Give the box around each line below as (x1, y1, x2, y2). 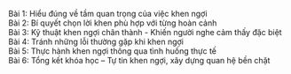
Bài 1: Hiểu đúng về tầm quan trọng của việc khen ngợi (8, 9, 208, 18)
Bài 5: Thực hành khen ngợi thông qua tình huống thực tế (8, 46, 217, 56)
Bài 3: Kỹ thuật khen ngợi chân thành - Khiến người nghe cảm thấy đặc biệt (8, 27, 282, 37)
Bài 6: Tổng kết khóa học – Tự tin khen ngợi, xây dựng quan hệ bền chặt (8, 55, 271, 65)
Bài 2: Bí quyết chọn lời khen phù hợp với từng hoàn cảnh (8, 18, 217, 28)
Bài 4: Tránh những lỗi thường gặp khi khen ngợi (8, 36, 184, 47)
